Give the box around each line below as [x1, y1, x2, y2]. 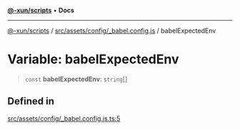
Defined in [7, 95, 55, 107]
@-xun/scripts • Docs [7, 6, 75, 14]
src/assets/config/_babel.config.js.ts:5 [7, 114, 121, 123]
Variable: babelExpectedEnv [7, 51, 179, 67]
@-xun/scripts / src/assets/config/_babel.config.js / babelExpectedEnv [7, 26, 216, 35]
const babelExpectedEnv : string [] [24, 75, 128, 83]
